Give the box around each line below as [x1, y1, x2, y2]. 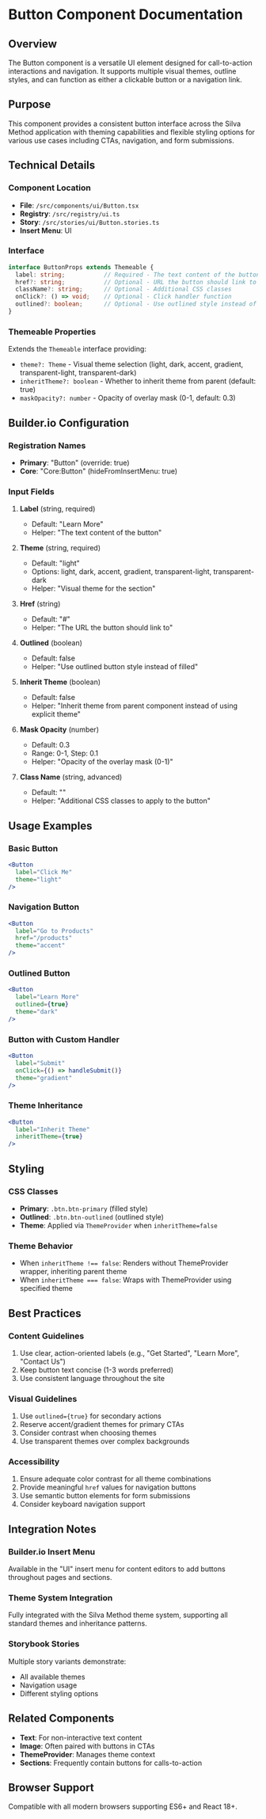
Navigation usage [19, 1680, 78, 1690]
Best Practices [8, 1307, 82, 1320]
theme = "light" [15, 875, 62, 884]
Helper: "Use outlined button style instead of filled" [31, 662, 199, 672]
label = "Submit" [15, 1059, 66, 1067]
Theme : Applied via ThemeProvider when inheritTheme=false [19, 1220, 218, 1230]
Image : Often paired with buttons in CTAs [19, 1741, 155, 1751]
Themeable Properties [8, 326, 97, 337]
